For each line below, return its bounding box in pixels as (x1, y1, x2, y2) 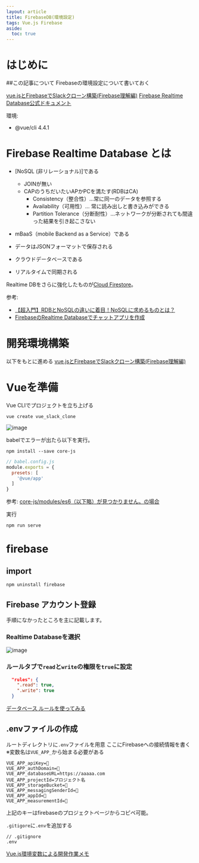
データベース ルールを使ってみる (6, 705, 86, 712)
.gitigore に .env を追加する (6, 821, 73, 829)
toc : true (11, 31, 36, 37)
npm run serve (6, 522, 42, 528)
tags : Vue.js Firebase (6, 20, 63, 26)
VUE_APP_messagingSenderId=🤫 (6, 787, 79, 793)
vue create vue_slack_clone (6, 413, 76, 419)
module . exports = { (6, 464, 55, 470)
